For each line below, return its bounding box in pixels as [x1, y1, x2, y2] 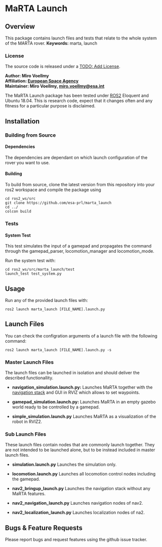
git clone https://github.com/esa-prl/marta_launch [5, 200, 112, 206]
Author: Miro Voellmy [5, 73, 49, 79]
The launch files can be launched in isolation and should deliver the [5, 370, 140, 376]
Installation [5, 117, 40, 125]
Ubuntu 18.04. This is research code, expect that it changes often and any [5, 98, 153, 104]
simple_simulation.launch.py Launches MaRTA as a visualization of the [12, 414, 157, 420]
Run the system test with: [5, 258, 56, 264]
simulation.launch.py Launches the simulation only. [12, 461, 117, 467]
